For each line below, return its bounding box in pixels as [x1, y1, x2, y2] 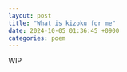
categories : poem [8, 34, 66, 42]
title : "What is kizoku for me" [8, 19, 116, 27]
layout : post [8, 11, 52, 20]
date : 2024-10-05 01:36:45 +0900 [8, 26, 120, 34]
